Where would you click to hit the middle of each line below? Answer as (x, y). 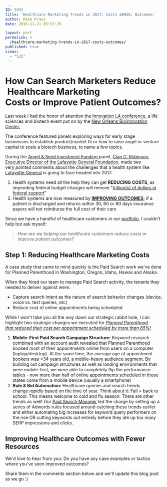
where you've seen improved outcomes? (47, 464)
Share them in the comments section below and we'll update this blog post (82, 473)
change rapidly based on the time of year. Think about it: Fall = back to (85, 391)
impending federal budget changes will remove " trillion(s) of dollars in (84, 188)
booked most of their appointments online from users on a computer (83, 348)
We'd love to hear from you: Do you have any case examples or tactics (78, 458)
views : (12, 51)
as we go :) (17, 479)
